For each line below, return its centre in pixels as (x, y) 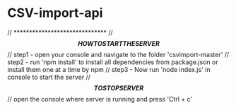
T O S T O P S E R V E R (119, 88)
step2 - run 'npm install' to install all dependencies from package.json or (113, 62)
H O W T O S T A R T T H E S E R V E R (119, 43)
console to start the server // (49, 77)
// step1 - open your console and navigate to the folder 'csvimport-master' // (118, 54)
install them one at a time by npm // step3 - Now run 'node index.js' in (109, 69)
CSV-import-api (55, 13)
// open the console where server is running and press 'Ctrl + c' (100, 99)
